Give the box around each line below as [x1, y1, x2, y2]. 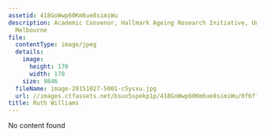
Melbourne [15, 26, 47, 34]
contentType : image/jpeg [15, 41, 97, 49]
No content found [8, 121, 65, 130]
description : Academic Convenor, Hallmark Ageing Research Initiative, [8, 19, 248, 27]
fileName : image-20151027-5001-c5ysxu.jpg [15, 84, 157, 93]
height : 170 [28, 63, 69, 71]
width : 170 [28, 70, 65, 78]
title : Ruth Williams [8, 99, 80, 107]
